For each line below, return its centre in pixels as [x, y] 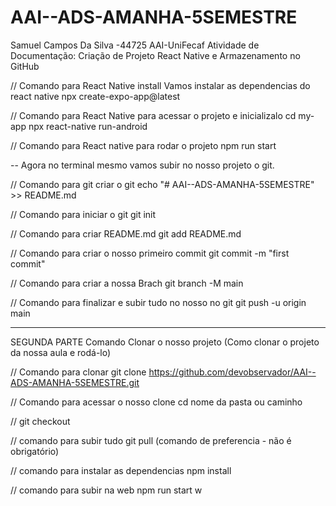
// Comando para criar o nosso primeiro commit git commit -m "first [150, 253]
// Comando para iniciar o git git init [83, 214]
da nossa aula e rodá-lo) [61, 352]
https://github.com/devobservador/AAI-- [232, 372]
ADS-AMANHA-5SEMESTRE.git [75, 382]
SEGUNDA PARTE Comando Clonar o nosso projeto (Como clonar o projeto [165, 342]
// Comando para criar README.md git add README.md [126, 233]
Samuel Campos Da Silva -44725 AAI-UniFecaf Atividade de [135, 45]
